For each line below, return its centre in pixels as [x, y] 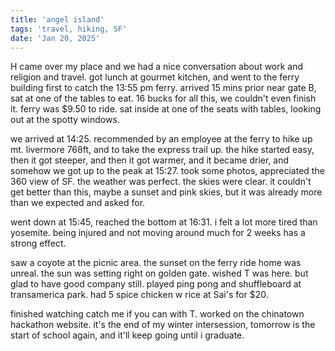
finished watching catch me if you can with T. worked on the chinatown [157, 314]
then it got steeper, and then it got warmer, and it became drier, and [150, 160]
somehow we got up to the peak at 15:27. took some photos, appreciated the [167, 171]
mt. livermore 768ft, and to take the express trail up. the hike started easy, [162, 150]
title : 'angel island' [57, 19]
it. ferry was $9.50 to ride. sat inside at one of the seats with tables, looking [166, 109]
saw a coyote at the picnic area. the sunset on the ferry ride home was [156, 263]
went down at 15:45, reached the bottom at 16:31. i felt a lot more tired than [164, 222]
